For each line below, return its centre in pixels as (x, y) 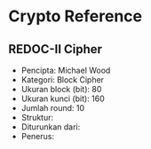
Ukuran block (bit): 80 (61, 89)
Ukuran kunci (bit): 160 (63, 98)
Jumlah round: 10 (53, 108)
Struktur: (37, 118)
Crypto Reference (75, 16)
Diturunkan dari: (51, 127)
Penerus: (38, 136)
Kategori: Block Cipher (62, 80)
